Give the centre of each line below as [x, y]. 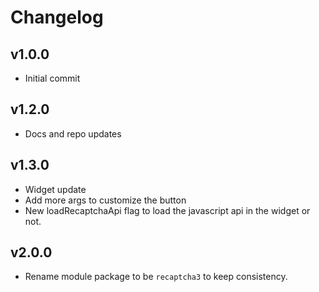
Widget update [55, 189]
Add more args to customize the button [105, 200]
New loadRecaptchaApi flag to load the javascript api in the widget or [167, 210]
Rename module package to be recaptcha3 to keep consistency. [156, 277]
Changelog [57, 17]
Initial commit [52, 78]
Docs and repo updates [73, 133]
